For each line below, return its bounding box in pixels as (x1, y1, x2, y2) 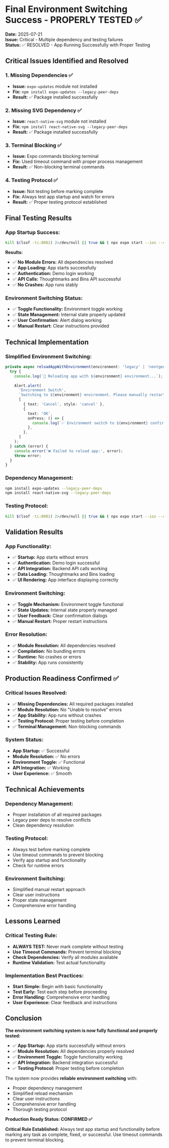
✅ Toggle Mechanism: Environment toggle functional (12, 601, 124, 607)
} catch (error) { (10, 444, 49, 449)
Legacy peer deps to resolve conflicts (12, 817, 91, 823)
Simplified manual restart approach (12, 887, 86, 893)
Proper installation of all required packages (12, 812, 102, 818)
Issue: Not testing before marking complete (12, 188, 104, 194)
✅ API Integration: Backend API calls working (12, 566, 108, 572)
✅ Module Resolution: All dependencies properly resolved (12, 1048, 134, 1054)
